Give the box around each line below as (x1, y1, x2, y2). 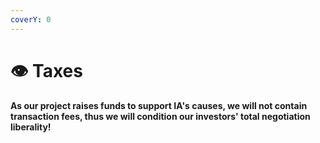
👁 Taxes (10, 59, 83, 82)
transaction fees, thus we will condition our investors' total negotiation (10, 111, 311, 123)
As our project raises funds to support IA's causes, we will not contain (10, 100, 308, 112)
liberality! (10, 121, 52, 133)
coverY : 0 (10, 14, 52, 25)
